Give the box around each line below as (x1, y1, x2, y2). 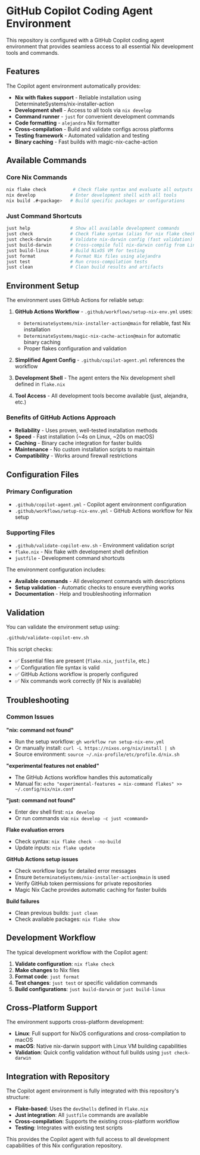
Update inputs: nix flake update (14, 844, 95, 851)
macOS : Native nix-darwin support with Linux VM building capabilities (14, 1042, 187, 1050)
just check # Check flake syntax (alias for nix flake (6, 231, 180, 237)
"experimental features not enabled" (6, 762, 99, 769)
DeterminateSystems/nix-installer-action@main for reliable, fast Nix (23, 320, 191, 327)
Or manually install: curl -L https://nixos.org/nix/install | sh (14, 744, 176, 751)
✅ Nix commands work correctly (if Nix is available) (14, 677, 142, 684)
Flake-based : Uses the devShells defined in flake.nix (14, 1105, 149, 1112)
